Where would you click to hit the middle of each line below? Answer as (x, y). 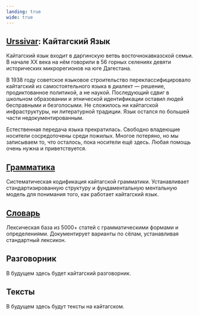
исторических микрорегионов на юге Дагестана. (69, 69)
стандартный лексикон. (36, 240)
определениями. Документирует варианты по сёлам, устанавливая (93, 234)
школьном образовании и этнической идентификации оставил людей (95, 99)
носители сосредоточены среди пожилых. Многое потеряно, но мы (92, 136)
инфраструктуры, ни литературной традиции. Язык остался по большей (98, 111)
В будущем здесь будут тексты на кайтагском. (65, 306)
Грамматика (31, 167)
